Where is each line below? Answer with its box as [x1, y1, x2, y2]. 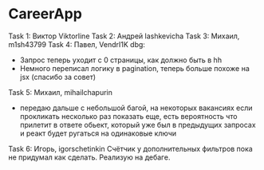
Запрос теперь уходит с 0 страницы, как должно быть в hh [19, 55, 222, 65]
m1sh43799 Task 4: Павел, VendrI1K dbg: [8, 39, 146, 49]
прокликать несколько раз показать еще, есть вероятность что [19, 111, 238, 121]
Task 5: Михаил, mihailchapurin [8, 87, 113, 97]
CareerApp [8, 5, 82, 23]
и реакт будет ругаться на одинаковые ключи [19, 128, 177, 138]
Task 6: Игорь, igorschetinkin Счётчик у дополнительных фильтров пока [8, 144, 253, 153]
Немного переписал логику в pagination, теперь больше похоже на [19, 63, 250, 73]
